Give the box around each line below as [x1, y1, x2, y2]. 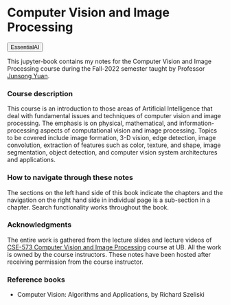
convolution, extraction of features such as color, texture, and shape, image [7, 141, 221, 149]
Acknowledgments [7, 220, 72, 229]
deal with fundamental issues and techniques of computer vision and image [7, 112, 222, 120]
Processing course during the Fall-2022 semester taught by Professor [7, 64, 205, 73]
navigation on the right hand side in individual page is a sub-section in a [7, 196, 211, 204]
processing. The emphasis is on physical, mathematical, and [7, 119, 179, 128]
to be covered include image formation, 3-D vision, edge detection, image [7, 134, 216, 142]
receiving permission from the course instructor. [7, 258, 144, 266]
